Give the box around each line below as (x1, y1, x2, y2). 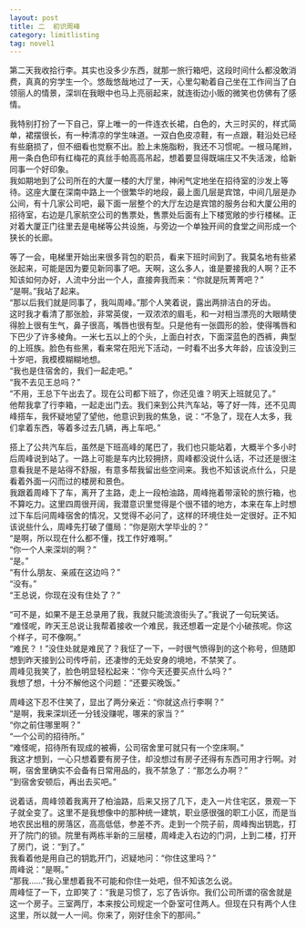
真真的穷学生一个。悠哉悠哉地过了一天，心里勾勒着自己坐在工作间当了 (25, 77, 289, 87)
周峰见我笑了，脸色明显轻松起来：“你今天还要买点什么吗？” (9, 666, 232, 677)
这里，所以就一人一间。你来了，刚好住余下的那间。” (9, 910, 201, 921)
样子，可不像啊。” (16, 632, 82, 643)
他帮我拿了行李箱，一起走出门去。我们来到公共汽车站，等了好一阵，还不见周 (9, 400, 297, 411)
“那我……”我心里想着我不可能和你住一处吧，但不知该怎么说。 (9, 875, 238, 886)
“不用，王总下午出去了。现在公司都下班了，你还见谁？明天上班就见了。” (9, 388, 276, 399)
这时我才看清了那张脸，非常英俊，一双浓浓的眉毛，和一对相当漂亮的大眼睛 (9, 309, 289, 320)
